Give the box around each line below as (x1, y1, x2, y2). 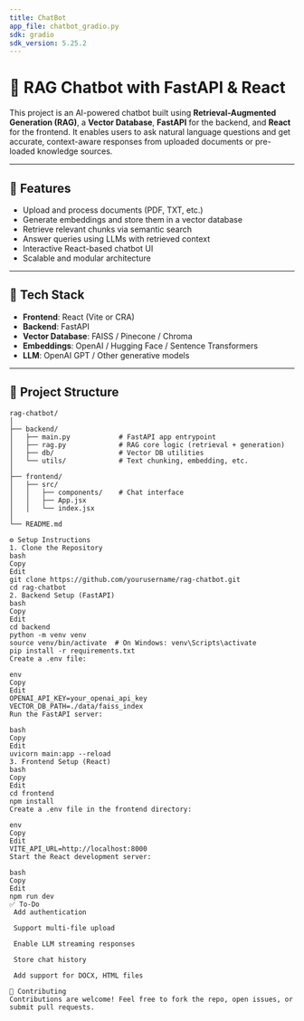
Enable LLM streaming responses (13, 939, 136, 949)
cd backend (9, 622, 51, 632)
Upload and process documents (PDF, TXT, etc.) (22, 205, 204, 215)
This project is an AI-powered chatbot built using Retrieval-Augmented (9, 108, 277, 119)
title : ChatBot (9, 13, 67, 23)
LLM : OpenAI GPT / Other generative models (22, 349, 190, 360)
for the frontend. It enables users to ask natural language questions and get (9, 127, 291, 138)
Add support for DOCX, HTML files (13, 970, 144, 980)
